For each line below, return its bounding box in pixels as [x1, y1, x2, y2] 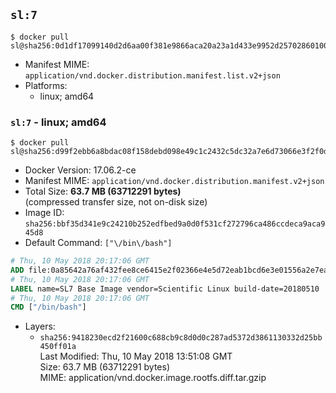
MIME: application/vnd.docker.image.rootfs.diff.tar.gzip [39, 372, 267, 384]
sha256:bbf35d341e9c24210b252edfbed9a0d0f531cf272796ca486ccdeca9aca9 [24, 219, 326, 229]
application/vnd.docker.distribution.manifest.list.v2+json [24, 70, 281, 81]
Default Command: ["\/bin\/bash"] [24, 237, 173, 249]
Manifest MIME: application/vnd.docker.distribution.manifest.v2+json [24, 175, 325, 187]
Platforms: [24, 79, 68, 91]
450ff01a [39, 342, 77, 352]
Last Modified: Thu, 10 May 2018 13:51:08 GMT [39, 350, 233, 363]
